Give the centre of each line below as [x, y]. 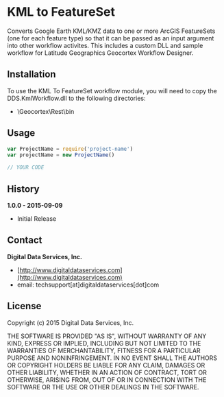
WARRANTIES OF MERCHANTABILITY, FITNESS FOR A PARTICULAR [104, 350]
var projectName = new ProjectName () [61, 155]
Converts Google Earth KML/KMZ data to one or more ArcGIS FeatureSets [111, 31]
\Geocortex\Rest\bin [46, 111]
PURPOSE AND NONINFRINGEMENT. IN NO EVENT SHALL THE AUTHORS [112, 358]
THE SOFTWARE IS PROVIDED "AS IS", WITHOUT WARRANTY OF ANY [107, 336]
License [24, 306]
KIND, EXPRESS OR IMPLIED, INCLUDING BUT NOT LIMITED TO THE [104, 343]
